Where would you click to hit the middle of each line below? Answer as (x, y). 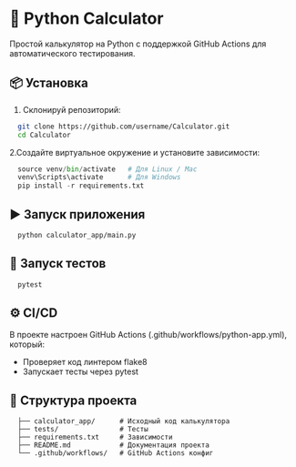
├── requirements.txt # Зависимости (95, 437)
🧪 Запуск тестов (58, 264)
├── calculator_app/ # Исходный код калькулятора (124, 421)
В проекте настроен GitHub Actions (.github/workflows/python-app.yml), (148, 335)
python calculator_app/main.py (77, 235)
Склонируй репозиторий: (71, 109)
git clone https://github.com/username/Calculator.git (124, 127)
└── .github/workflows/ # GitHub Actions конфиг (116, 453)
